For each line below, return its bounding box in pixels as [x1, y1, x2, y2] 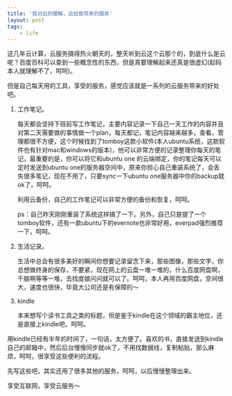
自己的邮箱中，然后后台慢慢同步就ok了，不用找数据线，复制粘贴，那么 [7, 343, 209, 352]
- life [19, 29, 39, 37]
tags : [7, 23, 23, 30]
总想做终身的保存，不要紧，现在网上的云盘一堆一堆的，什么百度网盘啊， [17, 265, 224, 274]
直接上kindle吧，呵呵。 [23, 320, 90, 329]
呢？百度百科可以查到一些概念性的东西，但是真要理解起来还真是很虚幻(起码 [7, 58, 222, 67]
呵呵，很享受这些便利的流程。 [19, 352, 105, 361]
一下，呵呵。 [17, 227, 54, 236]
